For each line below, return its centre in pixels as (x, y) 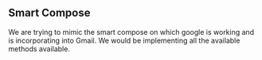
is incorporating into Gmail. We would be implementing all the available (124, 40)
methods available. (39, 49)
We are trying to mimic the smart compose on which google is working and (131, 32)
